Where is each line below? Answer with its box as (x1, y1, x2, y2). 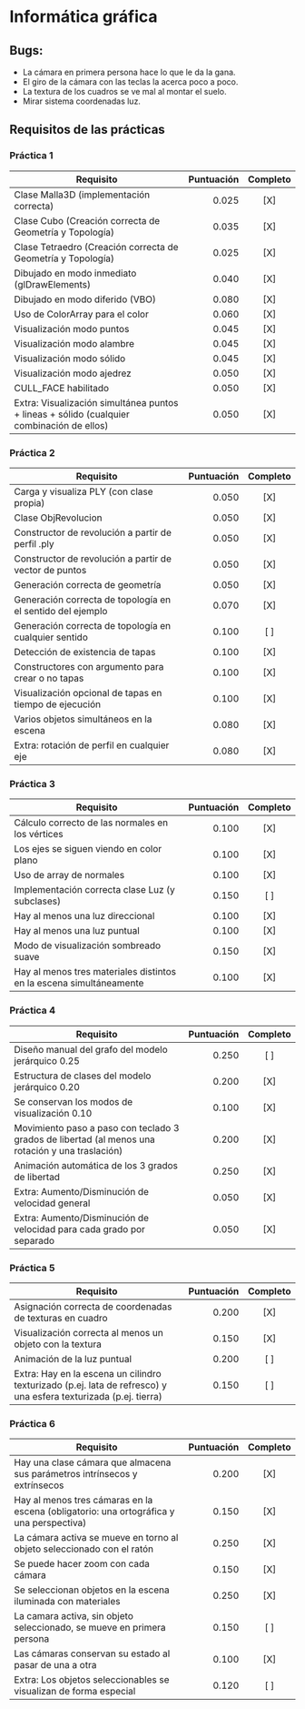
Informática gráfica (9, 6, 158, 27)
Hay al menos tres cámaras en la (14, 1494, 153, 1507)
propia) (14, 496, 45, 509)
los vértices (14, 828, 64, 841)
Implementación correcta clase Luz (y (14, 884, 175, 896)
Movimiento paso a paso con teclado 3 (14, 1121, 180, 1134)
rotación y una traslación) (14, 1144, 123, 1157)
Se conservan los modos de (14, 1095, 133, 1107)
